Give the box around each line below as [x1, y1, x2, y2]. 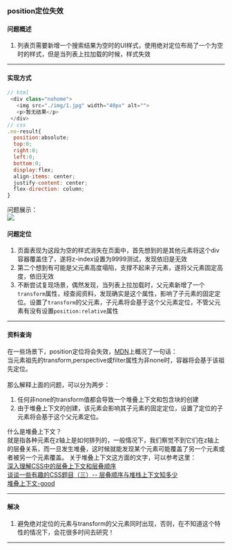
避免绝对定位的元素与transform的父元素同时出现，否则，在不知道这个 [17, 519, 215, 527]
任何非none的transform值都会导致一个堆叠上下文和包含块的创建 [17, 395, 199, 403]
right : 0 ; [13, 147, 39, 154]
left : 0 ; [13, 154, 36, 161]
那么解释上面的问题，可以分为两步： [7, 381, 110, 389]
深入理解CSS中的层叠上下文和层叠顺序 [7, 461, 117, 470]
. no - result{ [7, 128, 41, 135]
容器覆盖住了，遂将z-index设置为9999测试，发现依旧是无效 [17, 255, 188, 264]
